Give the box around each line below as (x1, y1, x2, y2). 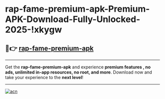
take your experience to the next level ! (5, 75, 83, 80)
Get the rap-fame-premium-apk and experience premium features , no (5, 64, 151, 70)
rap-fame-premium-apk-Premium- (5, 3, 150, 15)
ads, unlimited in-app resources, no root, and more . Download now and (5, 69, 152, 75)
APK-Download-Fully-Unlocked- (5, 14, 140, 25)
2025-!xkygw (5, 24, 62, 35)
